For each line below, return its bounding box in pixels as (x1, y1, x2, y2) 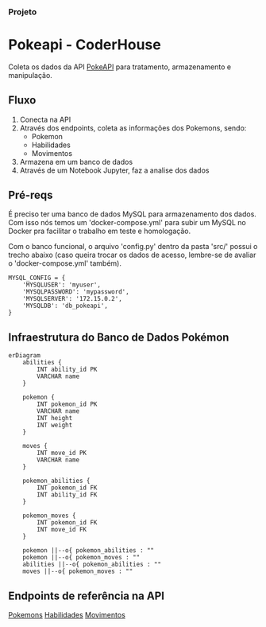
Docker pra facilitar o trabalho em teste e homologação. (8, 226, 191, 236)
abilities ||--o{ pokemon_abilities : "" (22, 560, 161, 569)
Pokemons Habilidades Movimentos (8, 610, 125, 620)
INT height (37, 415, 73, 423)
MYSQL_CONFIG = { (8, 274, 66, 282)
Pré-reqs (8, 189, 53, 202)
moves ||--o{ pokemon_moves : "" (22, 567, 133, 575)
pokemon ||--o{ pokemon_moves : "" (22, 554, 141, 562)
